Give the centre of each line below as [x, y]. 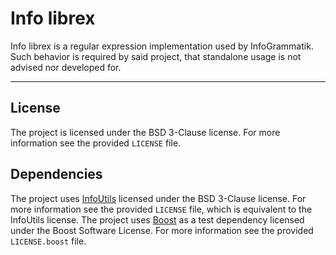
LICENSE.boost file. [48, 241]
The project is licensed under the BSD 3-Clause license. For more [145, 132]
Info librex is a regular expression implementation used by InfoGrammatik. [162, 46]
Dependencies [56, 174]
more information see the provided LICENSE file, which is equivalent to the [161, 209]
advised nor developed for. [66, 67]
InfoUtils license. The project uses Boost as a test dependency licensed [157, 219]
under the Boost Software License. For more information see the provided [162, 230]
